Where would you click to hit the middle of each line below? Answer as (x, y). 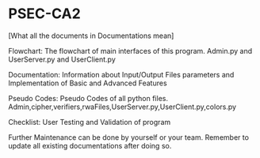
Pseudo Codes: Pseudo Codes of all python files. (88, 98)
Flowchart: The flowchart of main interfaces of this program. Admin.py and (130, 51)
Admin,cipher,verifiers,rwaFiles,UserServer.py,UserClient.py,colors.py (122, 107)
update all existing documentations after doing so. (90, 145)
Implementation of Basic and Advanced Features (88, 83)
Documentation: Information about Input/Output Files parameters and (121, 74)
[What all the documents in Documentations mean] (91, 36)
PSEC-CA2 (44, 14)
